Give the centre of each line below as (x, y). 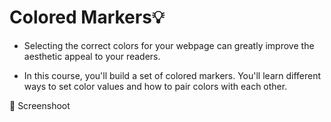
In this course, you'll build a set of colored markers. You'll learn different (172, 75)
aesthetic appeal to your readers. (92, 56)
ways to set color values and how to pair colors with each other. (155, 86)
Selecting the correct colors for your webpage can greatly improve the (169, 45)
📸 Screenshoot (40, 105)
